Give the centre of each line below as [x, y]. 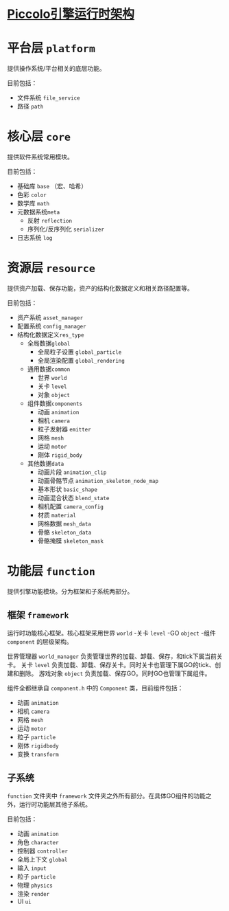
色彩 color [32, 195]
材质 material [57, 515]
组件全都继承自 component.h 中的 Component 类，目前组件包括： [95, 688]
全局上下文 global [42, 859]
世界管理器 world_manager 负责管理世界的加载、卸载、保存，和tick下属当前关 [115, 656]
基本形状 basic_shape [68, 489]
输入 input [32, 868]
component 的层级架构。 [40, 641]
